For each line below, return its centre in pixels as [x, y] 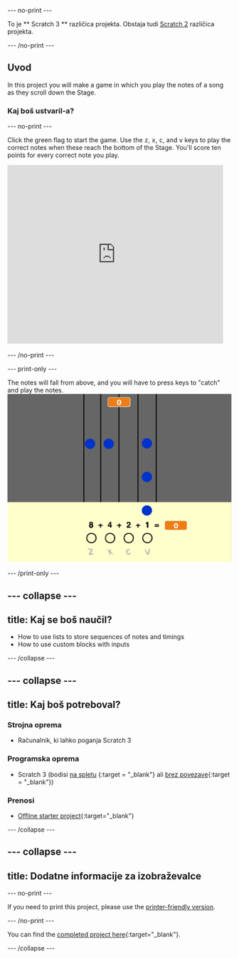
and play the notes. [36, 390]
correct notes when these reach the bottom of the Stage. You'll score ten [115, 148]
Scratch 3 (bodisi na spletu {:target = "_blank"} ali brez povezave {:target [124, 774]
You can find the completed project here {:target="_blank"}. [94, 935]
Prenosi [21, 800]
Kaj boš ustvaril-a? [41, 111]
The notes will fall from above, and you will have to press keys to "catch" [114, 382]
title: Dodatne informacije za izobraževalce [104, 876]
